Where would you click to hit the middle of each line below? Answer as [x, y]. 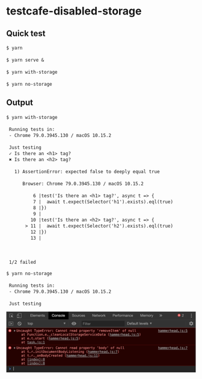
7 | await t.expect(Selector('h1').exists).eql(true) [103, 202]
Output [20, 103]
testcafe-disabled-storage [74, 11]
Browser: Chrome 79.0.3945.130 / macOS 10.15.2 [83, 183]
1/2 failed [22, 262]
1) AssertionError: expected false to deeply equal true [87, 171]
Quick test [26, 33]
